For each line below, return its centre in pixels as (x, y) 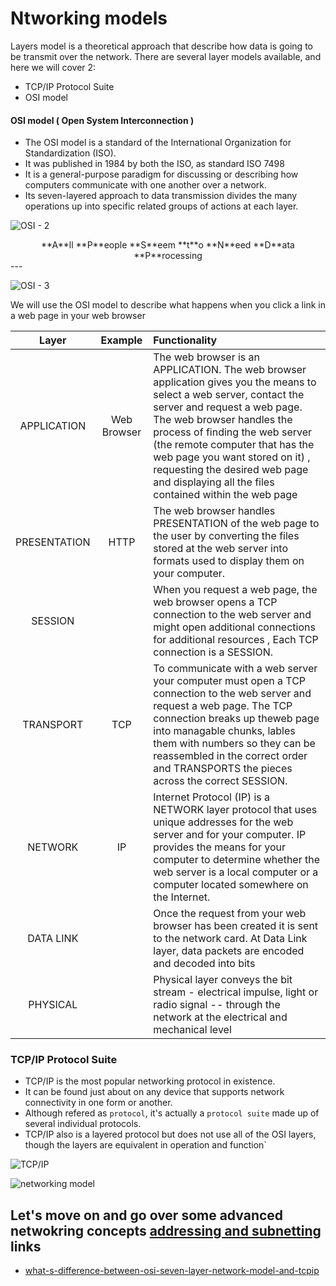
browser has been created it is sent (236, 926)
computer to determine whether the (237, 860)
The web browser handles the (223, 420)
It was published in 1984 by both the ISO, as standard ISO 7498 (154, 164)
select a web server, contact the (229, 395)
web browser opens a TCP (215, 602)
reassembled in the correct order (230, 756)
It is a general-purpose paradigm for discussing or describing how (161, 174)
